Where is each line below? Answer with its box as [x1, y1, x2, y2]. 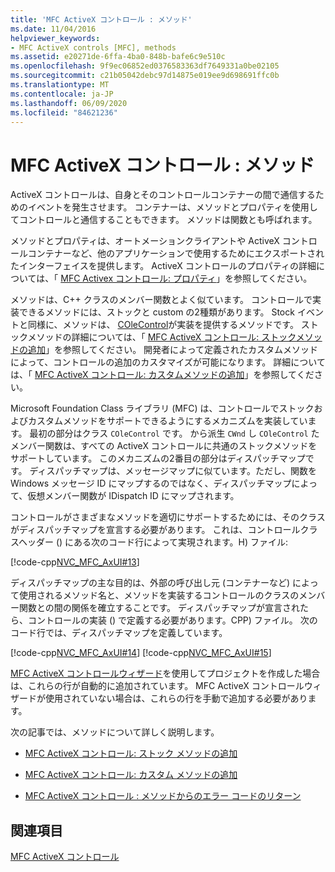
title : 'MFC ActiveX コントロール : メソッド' [10, 14, 193, 25]
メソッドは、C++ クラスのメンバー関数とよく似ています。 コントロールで [10, 294, 313, 306]
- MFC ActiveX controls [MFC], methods [10, 42, 177, 53]
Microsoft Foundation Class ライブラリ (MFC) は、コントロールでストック [10, 402, 315, 415]
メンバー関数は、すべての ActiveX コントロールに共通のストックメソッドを [10, 440, 318, 452]
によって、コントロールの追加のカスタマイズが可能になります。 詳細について [10, 356, 326, 368]
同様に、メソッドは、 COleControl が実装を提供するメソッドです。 [27, 319, 299, 331]
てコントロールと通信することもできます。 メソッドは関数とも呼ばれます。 [10, 214, 318, 226]
